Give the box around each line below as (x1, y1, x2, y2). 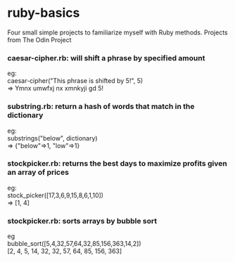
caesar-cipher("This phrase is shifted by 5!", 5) (7, 77, 144, 85)
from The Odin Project (7, 35, 72, 44)
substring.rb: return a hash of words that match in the (7, 102, 195, 112)
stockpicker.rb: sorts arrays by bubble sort (7, 216, 158, 225)
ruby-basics (7, 5, 80, 21)
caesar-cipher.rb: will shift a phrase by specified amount (7, 53, 205, 63)
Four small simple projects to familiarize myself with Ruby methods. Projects (7, 28, 228, 37)
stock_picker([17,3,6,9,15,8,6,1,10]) (7, 191, 104, 199)
